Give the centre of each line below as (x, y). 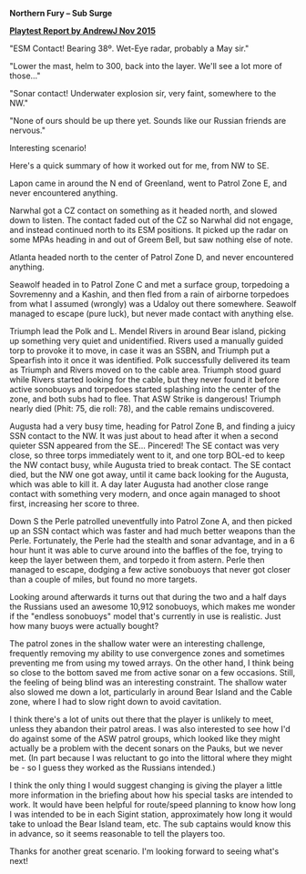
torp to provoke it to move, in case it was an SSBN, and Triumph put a (140, 351)
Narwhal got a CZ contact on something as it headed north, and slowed (143, 210)
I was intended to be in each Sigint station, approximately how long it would (151, 814)
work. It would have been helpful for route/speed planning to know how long (153, 804)
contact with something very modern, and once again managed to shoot (145, 494)
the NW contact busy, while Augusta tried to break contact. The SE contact (150, 465)
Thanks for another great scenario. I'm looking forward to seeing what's (144, 851)
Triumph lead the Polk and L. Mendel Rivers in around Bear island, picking (148, 331)
